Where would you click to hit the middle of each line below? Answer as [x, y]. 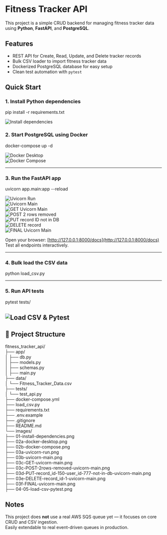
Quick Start [23, 87]
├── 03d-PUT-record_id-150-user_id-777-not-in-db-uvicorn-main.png [78, 473]
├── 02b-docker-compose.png [38, 446]
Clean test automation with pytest [47, 72]
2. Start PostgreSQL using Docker [46, 135]
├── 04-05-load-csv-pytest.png [39, 489]
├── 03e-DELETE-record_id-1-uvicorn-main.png [55, 478]
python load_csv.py [25, 273]
